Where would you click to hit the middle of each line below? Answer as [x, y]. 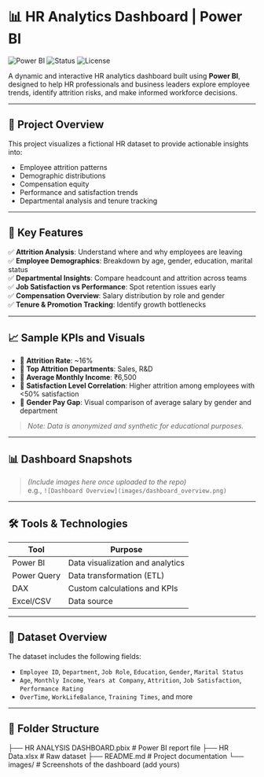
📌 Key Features [46, 233]
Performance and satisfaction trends [79, 192]
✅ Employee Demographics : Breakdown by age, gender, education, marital [130, 260]
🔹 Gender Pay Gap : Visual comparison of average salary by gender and [135, 403]
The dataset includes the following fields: [75, 656]
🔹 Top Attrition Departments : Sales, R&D [86, 369]
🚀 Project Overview [56, 125]
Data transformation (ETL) [116, 575]
